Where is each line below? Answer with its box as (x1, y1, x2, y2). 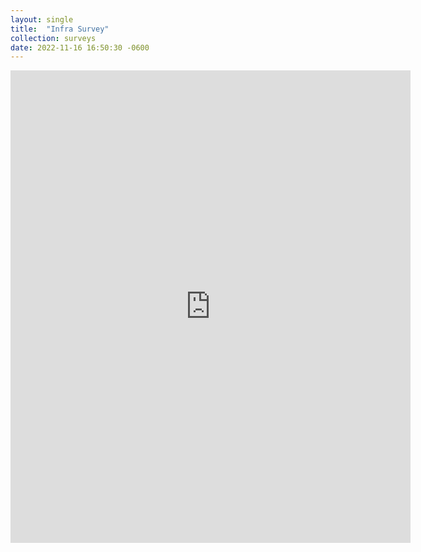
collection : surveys (10, 33, 97, 43)
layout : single (10, 14, 74, 25)
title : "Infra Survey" (10, 24, 110, 34)
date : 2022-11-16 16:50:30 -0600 (10, 42, 150, 53)
